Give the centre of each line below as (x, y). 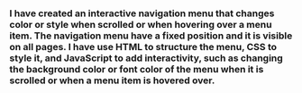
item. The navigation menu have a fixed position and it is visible (151, 36)
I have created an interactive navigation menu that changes (142, 13)
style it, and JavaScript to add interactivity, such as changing (146, 58)
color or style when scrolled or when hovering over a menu (141, 24)
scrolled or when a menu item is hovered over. (112, 80)
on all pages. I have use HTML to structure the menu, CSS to (143, 46)
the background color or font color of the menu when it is (137, 69)
